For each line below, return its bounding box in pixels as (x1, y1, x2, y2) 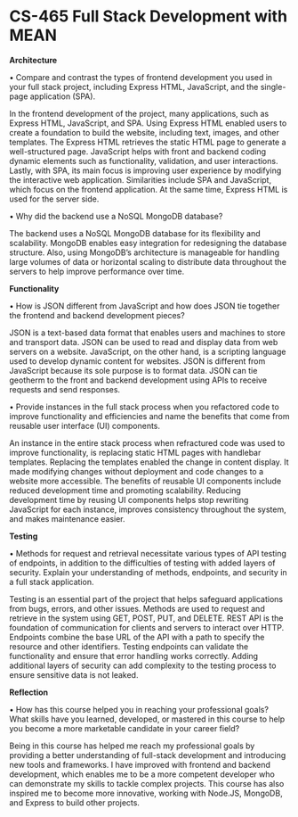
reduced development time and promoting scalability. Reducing (9, 484, 242, 496)
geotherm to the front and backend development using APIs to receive (9, 375, 268, 385)
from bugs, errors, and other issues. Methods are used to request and (9, 603, 265, 614)
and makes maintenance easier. (9, 513, 126, 524)
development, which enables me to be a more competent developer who (9, 769, 276, 780)
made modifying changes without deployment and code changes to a (9, 466, 264, 476)
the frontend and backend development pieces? (9, 309, 185, 320)
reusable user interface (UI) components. (9, 420, 161, 431)
